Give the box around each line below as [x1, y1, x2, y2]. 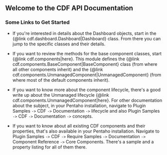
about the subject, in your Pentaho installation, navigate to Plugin [12, 102, 146, 109]
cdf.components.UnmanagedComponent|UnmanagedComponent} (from [12, 72, 162, 78]
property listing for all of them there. [12, 144, 87, 150]
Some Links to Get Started [5, 19, 70, 26]
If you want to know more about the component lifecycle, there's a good [12, 87, 161, 93]
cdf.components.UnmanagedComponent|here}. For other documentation [12, 97, 163, 103]
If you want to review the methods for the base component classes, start [12, 50, 162, 56]
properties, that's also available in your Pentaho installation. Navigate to [12, 128, 160, 134]
